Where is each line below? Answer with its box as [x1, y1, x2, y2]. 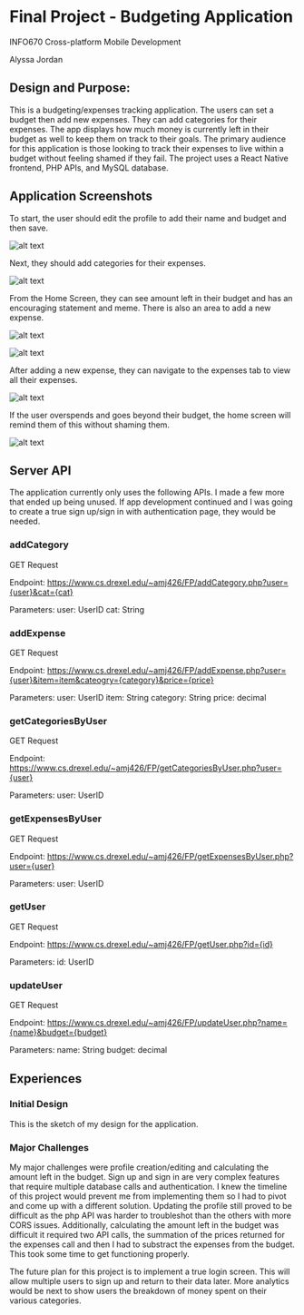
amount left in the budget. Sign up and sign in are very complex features [9, 1172, 279, 1183]
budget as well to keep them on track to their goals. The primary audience [9, 133, 287, 144]
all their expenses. [9, 374, 78, 385]
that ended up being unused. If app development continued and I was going [9, 496, 293, 507]
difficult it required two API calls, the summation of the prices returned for [9, 1230, 286, 1241]
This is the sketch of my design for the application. [9, 1118, 199, 1129]
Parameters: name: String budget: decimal [9, 1045, 168, 1055]
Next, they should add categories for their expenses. [9, 257, 206, 269]
